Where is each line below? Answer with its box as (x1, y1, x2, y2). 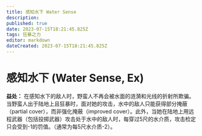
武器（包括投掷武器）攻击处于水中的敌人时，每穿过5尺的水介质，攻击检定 (11, 115, 197, 123)
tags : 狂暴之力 (6, 32, 41, 38)
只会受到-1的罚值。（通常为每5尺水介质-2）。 (6, 123, 116, 130)
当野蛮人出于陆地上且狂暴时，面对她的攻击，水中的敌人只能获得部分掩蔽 (6, 100, 187, 107)
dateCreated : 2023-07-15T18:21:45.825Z (6, 43, 108, 49)
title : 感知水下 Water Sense (6, 9, 77, 15)
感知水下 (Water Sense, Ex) (6, 71, 144, 85)
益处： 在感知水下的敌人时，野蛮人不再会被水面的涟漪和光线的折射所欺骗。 (6, 92, 195, 99)
